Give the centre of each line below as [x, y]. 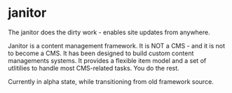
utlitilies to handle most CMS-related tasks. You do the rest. [94, 68]
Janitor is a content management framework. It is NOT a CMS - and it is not [117, 45]
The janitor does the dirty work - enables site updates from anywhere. [109, 32]
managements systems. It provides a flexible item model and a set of [107, 60]
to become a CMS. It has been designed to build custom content [101, 53]
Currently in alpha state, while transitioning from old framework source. [111, 81]
